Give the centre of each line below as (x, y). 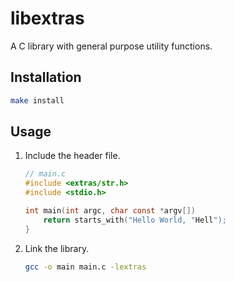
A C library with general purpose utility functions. (111, 46)
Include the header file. (72, 156)
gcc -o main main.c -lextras (85, 267)
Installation (46, 77)
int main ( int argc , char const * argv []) (110, 211)
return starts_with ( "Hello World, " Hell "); (135, 220)
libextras (47, 18)
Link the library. (57, 248)
